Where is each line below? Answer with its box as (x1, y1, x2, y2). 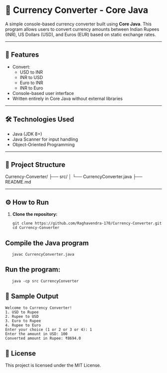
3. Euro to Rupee (5, 318, 41, 323)
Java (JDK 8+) (12, 131, 42, 137)
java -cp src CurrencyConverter (11, 279, 79, 283)
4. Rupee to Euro (5, 323, 41, 328)
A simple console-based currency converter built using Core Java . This (5, 21, 152, 27)
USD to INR (19, 69, 43, 75)
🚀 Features (5, 51, 39, 59)
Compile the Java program (5, 239, 89, 247)
